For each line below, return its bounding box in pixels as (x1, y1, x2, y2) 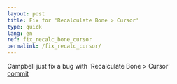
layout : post (7, 10, 45, 17)
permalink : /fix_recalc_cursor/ (7, 43, 101, 50)
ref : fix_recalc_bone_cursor (7, 36, 92, 43)
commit (7, 69, 29, 78)
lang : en (7, 29, 33, 37)
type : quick (7, 23, 42, 30)
